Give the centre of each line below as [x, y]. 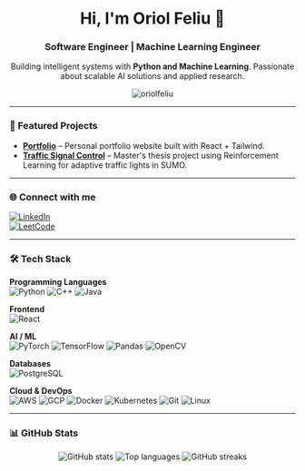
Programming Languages [58, 282]
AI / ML [23, 337]
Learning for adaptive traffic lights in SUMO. [105, 165]
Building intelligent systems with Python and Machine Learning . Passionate [152, 66]
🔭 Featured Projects [54, 126]
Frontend [27, 309]
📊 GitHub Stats [44, 433]
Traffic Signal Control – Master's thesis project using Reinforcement [150, 155]
